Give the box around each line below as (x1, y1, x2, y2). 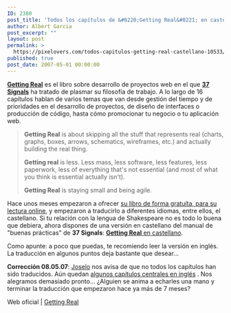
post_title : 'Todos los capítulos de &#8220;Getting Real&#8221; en (7, 17, 208, 23)
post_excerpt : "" (7, 29, 57, 36)
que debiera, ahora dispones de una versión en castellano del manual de (7, 221, 213, 229)
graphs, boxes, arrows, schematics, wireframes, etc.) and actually (23, 137, 211, 145)
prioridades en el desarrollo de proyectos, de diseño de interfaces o (7, 102, 200, 110)
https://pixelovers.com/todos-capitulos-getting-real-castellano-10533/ (13, 49, 226, 56)
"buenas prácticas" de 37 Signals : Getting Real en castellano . (7, 228, 184, 237)
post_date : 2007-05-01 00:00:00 (7, 61, 100, 68)
